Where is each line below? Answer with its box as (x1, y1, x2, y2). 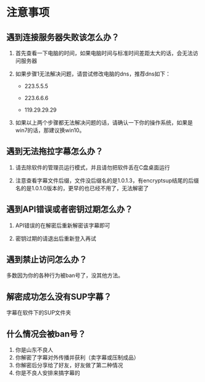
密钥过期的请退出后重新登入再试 (15, 235, 96, 242)
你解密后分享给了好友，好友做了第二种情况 (15, 362, 123, 369)
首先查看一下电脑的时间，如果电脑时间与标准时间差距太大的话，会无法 (15, 50, 193, 57)
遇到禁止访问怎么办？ (6, 254, 87, 265)
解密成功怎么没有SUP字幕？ (6, 291, 112, 302)
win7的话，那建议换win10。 (15, 127, 85, 134)
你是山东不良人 (15, 346, 53, 354)
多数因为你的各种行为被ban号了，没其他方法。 (6, 271, 124, 279)
